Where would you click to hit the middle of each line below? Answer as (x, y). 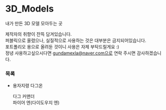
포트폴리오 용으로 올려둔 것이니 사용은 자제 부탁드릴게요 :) (62, 46)
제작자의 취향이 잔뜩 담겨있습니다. (39, 34)
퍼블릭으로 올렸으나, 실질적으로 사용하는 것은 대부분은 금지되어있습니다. (76, 40)
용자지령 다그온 (28, 86)
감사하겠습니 (149, 53)
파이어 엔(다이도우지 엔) (36, 103)
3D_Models (30, 9)
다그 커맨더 (24, 96)
